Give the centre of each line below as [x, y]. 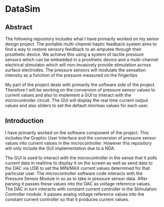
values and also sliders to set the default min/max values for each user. [77, 105]
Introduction [24, 121]
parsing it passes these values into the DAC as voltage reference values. [78, 184]
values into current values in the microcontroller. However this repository [78, 143]
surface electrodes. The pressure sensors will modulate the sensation [75, 70]
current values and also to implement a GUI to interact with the [68, 95]
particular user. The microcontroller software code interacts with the [74, 173]
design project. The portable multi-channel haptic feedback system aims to [81, 44]
